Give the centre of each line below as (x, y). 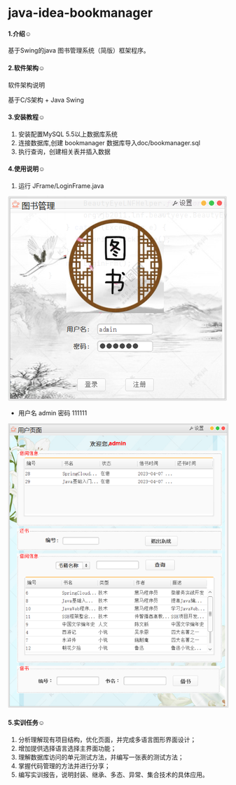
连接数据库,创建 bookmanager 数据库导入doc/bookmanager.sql (109, 142)
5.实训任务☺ (26, 723)
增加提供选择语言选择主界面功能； (67, 748)
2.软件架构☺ (26, 67)
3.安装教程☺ (26, 117)
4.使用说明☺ (26, 169)
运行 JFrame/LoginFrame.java (61, 186)
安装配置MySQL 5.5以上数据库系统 (68, 134)
